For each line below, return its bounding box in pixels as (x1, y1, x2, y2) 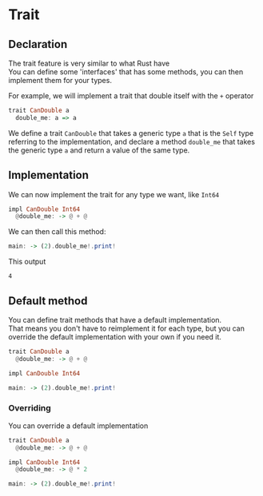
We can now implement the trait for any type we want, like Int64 (8, 189, 220, 199)
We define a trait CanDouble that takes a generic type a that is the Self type (8, 128, 254, 137)
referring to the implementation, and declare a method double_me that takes (8, 137, 256, 146)
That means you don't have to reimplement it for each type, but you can (8, 323, 245, 333)
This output (8, 257, 46, 267)
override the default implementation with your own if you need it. (8, 332, 222, 341)
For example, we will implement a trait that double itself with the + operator (8, 91, 254, 101)
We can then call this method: (8, 227, 106, 236)
